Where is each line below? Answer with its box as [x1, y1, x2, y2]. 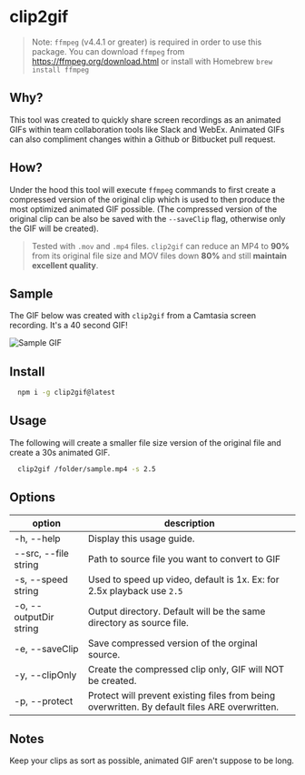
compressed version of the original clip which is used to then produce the [9, 194, 286, 205]
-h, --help [14, 532, 61, 545]
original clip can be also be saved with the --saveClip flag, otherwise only [9, 213, 286, 224]
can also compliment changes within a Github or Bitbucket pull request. [9, 134, 276, 145]
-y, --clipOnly [14, 669, 77, 681]
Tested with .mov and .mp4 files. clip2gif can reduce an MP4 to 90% [31, 240, 290, 251]
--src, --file [14, 547, 70, 559]
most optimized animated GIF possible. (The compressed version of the [9, 203, 278, 215]
